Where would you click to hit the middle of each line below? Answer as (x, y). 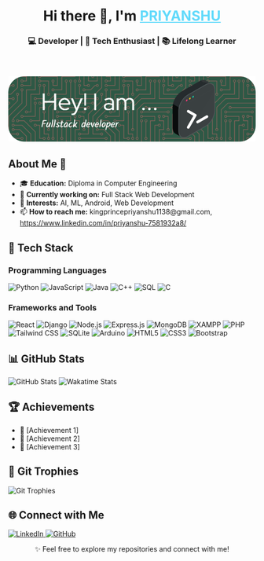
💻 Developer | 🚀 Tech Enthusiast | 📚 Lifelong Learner (132, 41)
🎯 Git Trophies (43, 472)
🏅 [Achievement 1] (49, 430)
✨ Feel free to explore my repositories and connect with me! (132, 549)
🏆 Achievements (51, 407)
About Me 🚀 (37, 164)
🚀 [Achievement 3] (49, 446)
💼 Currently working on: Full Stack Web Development (107, 195)
